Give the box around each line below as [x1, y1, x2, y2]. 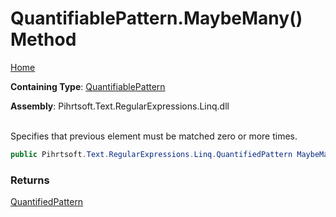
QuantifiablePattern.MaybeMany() [10, 7, 303, 30]
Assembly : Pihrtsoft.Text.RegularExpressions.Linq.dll [10, 100, 230, 112]
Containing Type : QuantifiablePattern [10, 80, 166, 92]
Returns [10, 173, 50, 187]
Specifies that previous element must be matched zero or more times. [10, 130, 298, 142]
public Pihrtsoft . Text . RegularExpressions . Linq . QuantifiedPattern [10, 149, 293, 159]
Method [10, 28, 77, 51]
